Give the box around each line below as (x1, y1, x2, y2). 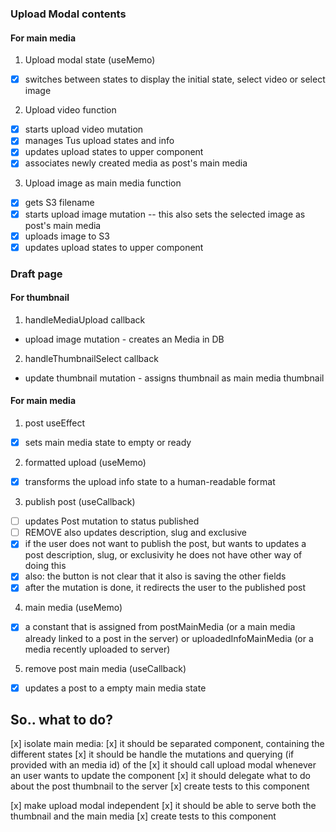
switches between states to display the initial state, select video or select (24, 73, 326, 86)
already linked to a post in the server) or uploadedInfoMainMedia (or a (24, 632, 314, 644)
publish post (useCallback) (24, 496, 136, 508)
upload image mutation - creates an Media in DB (24, 333, 225, 345)
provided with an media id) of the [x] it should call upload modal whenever (10, 759, 317, 771)
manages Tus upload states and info (24, 135, 175, 147)
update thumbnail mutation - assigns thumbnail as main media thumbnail (24, 372, 325, 384)
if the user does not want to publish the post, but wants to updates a (24, 538, 307, 550)
